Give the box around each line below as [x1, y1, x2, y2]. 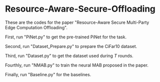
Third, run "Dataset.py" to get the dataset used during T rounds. [5, 52, 134, 59]
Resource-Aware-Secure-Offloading [5, 3, 156, 15]
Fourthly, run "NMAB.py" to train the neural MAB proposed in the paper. [5, 62, 149, 68]
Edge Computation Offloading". [5, 24, 68, 30]
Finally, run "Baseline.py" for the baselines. [5, 71, 91, 77]
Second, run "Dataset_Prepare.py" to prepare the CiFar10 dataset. [5, 43, 138, 49]
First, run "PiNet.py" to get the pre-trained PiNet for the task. [5, 34, 127, 40]
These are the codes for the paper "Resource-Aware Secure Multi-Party [5, 19, 149, 25]
